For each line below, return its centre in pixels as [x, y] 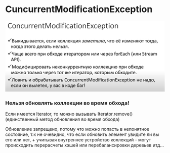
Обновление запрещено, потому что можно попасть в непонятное [77, 129]
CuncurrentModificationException [79, 9]
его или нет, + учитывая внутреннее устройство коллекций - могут [78, 140]
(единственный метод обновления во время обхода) [62, 119]
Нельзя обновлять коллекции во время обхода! [67, 103]
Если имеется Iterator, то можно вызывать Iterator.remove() [69, 114]
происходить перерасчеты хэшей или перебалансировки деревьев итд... [85, 145]
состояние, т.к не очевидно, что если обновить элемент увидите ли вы [82, 134]
